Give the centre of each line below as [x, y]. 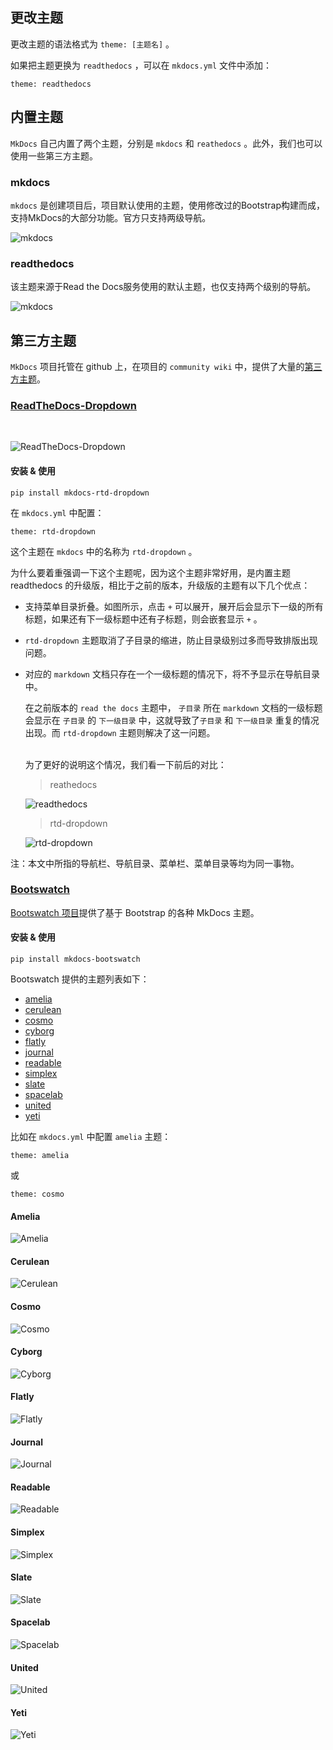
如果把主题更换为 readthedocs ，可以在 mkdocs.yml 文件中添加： [141, 65]
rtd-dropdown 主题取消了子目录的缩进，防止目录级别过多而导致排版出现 [171, 640]
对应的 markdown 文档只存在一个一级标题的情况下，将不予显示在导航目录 [172, 674]
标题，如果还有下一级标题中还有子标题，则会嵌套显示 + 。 [143, 619]
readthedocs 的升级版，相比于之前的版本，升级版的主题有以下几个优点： [160, 585]
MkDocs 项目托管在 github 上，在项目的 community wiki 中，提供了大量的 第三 [166, 367]
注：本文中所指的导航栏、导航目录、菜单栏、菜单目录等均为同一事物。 [155, 863]
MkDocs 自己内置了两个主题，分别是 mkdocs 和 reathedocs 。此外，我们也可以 [166, 143]
